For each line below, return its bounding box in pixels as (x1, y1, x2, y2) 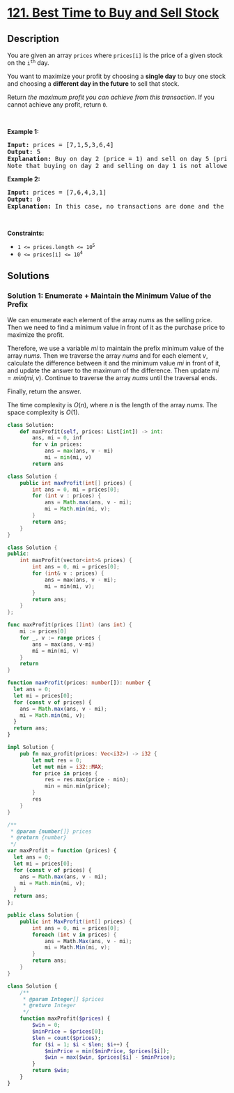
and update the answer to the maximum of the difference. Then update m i (7, 366, 219, 375)
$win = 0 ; (32, 1022, 61, 1029)
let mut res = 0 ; (32, 757, 82, 764)
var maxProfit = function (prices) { (7, 847, 117, 854)
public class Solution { (7, 912, 79, 919)
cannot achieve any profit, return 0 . (7, 100, 108, 109)
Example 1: (7, 128, 40, 135)
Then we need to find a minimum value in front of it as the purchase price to (7, 323, 225, 331)
